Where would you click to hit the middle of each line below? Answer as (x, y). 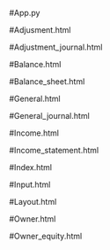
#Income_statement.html (54, 150)
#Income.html (34, 133)
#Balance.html (35, 64)
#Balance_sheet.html (47, 82)
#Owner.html (33, 219)
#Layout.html (33, 202)
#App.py (25, 13)
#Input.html (30, 184)
